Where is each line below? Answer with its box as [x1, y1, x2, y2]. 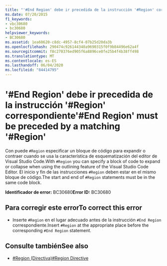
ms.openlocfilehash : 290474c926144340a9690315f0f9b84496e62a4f [5, 44, 139, 49]
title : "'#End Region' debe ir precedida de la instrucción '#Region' [5, 7, 155, 12]
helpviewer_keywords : [5, 30, 50, 35]
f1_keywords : [5, 16, 32, 21]
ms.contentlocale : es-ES [5, 58, 57, 63]
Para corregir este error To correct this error [5, 204, 143, 212]
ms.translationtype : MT [5, 53, 55, 59]
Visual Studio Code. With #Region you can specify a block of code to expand [5, 158, 161, 164]
